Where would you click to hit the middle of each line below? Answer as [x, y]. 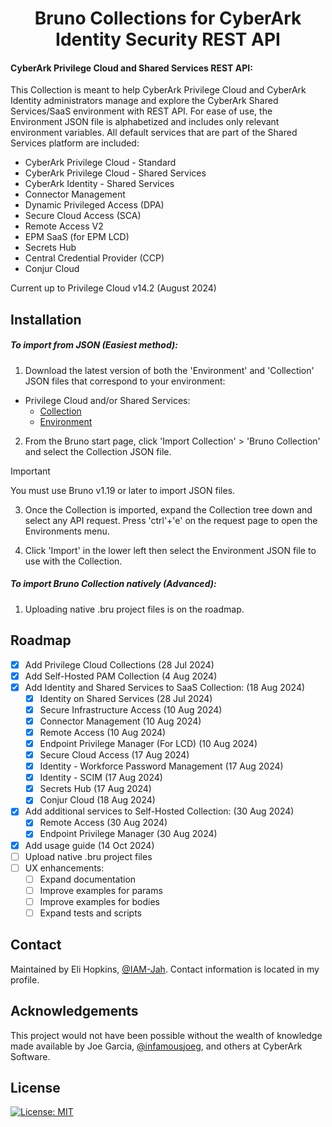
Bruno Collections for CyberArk [168, 18]
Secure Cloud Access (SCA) [83, 216]
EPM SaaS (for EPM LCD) [77, 237]
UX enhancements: [64, 868]
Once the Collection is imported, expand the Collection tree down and [168, 509]
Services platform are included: [75, 143]
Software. [30, 1056]
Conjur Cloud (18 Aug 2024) [97, 800]
